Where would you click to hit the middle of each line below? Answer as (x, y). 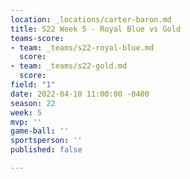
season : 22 (33, 103)
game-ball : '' (40, 131)
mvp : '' (26, 122)
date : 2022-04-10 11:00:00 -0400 (80, 94)
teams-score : (37, 38)
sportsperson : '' (46, 141)
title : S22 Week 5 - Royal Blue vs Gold (96, 29)
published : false (46, 150)
